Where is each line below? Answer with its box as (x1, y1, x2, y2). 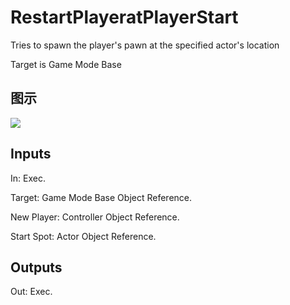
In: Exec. (10, 172, 46, 184)
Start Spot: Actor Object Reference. (10, 230, 157, 242)
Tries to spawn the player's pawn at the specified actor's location (10, 39, 280, 51)
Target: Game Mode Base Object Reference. (10, 191, 193, 203)
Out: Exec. (10, 286, 53, 298)
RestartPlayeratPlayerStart (10, 6, 239, 29)
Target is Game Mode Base (10, 58, 122, 70)
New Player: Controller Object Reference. (10, 211, 180, 223)
